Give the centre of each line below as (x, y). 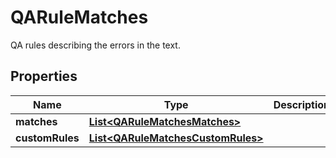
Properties (44, 76)
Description (302, 104)
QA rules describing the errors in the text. (95, 45)
